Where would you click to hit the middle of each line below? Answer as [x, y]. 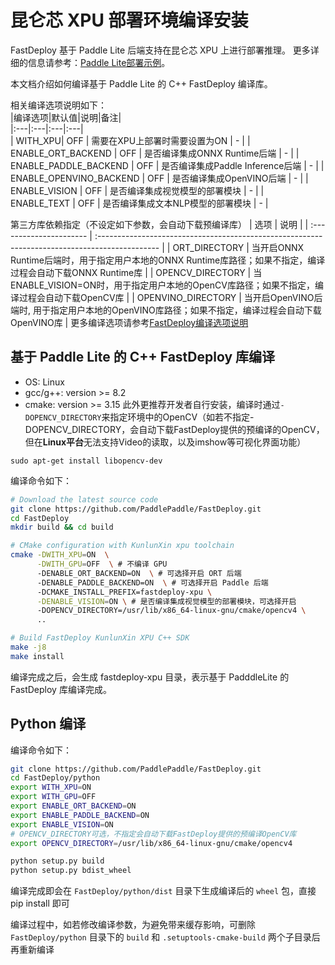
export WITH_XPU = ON [51, 787]
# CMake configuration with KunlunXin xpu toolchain [122, 546]
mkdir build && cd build [62, 527]
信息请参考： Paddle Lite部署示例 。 [99, 62]
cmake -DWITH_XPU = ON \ [60, 555]
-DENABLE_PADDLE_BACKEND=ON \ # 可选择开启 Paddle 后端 [152, 582]
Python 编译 [48, 724]
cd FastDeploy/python [55, 778]
